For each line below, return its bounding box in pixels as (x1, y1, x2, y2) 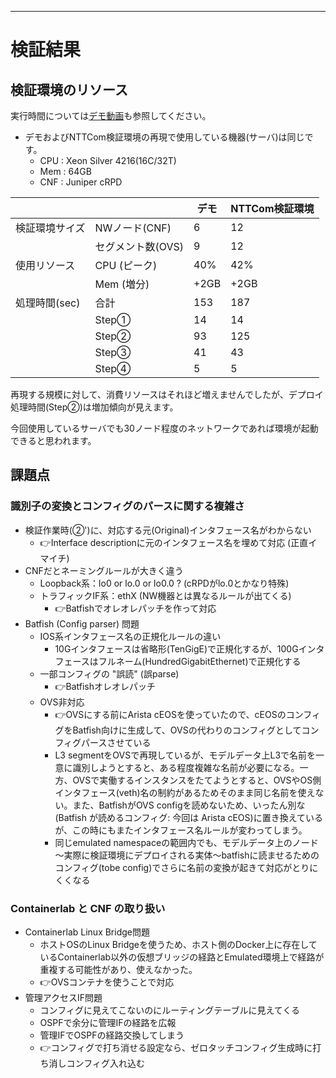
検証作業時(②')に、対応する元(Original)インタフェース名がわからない (24, 524, 312, 536)
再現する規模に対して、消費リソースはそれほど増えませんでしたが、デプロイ (10, 389, 324, 400)
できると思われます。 (10, 435, 97, 446)
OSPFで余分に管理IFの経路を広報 (39, 1016, 177, 1028)
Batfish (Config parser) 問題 (24, 617, 140, 630)
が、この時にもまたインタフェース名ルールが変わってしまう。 (54, 824, 308, 836)
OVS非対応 (39, 696, 85, 708)
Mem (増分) (94, 277, 150, 291)
